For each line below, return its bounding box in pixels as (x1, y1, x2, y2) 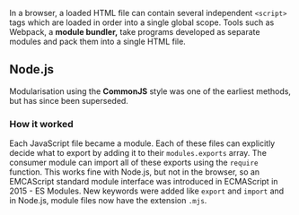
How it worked (9, 117, 74, 130)
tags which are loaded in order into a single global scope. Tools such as (9, 17, 275, 28)
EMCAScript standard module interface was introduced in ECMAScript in (9, 176, 278, 187)
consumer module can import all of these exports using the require (9, 157, 259, 168)
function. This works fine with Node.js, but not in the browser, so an (9, 167, 260, 177)
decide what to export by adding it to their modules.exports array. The (9, 148, 268, 159)
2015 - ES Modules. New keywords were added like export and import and (9, 185, 285, 196)
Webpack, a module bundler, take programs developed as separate (9, 27, 260, 37)
